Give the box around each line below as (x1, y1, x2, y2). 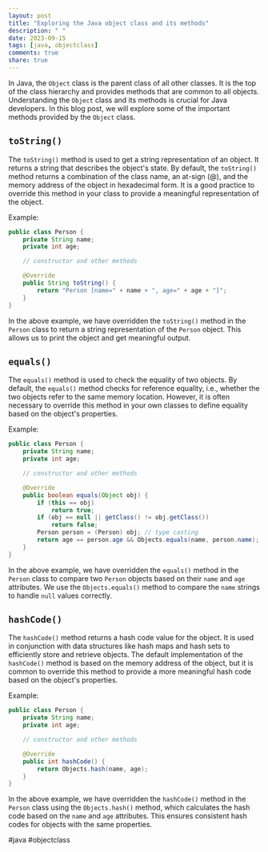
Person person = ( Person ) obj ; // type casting (37, 528, 198, 536)
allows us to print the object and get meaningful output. (8, 332, 191, 342)
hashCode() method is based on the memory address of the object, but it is (8, 659, 254, 668)
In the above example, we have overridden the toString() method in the (8, 316, 246, 325)
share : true (8, 57, 48, 65)
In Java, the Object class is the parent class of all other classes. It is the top (8, 78, 257, 88)
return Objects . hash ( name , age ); (37, 765, 149, 773)
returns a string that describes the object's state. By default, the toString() (8, 163, 258, 173)
